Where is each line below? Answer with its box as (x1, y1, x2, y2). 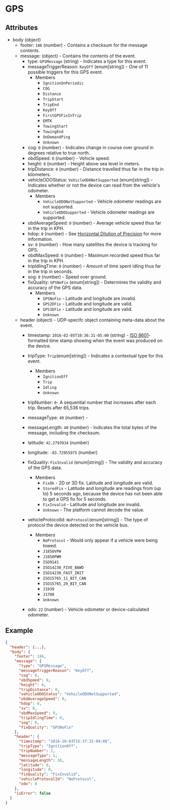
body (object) (12, 37, 41, 43)
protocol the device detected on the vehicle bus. (27, 522, 129, 528)
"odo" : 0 (18, 782, 37, 787)
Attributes (5, 23, 38, 32)
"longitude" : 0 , (18, 767, 53, 772)
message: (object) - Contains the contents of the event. (20, 53, 136, 59)
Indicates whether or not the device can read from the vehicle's (27, 182, 160, 188)
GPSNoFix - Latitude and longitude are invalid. (42, 295, 137, 301)
